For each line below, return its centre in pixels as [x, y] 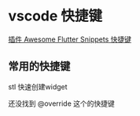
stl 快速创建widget [38, 86]
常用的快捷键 [39, 66]
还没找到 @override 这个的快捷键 [62, 103]
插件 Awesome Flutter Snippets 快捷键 [70, 39]
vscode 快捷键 [55, 16]
